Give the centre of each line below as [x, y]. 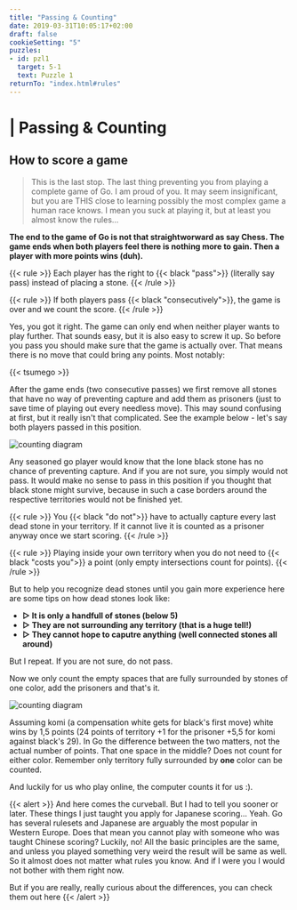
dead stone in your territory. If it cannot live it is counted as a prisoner [137, 526]
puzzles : [25, 51]
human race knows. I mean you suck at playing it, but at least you [151, 210]
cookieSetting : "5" [45, 42]
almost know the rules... [75, 220]
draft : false [33, 34]
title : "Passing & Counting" [63, 17]
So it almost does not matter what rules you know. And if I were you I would [147, 860]
